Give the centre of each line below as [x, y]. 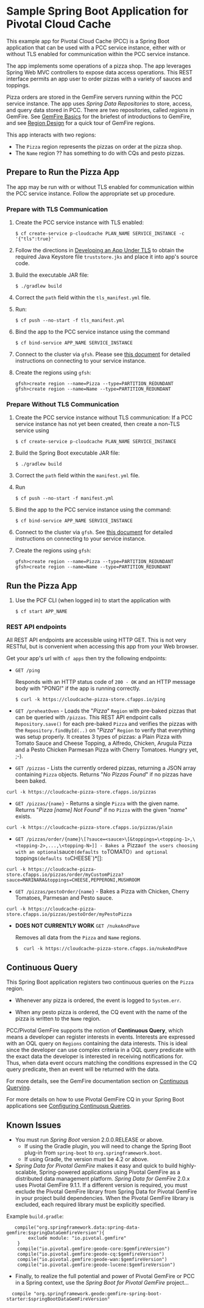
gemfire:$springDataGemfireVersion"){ [55, 1233]
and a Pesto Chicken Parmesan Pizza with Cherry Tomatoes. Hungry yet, [107, 750]
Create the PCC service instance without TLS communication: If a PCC [104, 418]
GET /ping [28, 671]
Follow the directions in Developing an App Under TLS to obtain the [100, 251]
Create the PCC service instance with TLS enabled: [79, 222]
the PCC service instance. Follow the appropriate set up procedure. [91, 193]
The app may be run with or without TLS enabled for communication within [100, 187]
